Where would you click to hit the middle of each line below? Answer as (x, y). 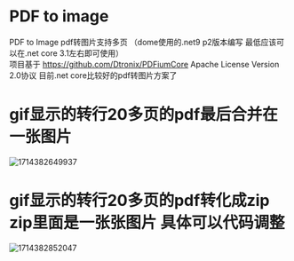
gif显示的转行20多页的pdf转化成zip (139, 201)
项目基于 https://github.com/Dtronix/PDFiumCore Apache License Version (144, 64)
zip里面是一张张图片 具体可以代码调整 (147, 223)
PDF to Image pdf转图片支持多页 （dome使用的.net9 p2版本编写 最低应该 (143, 42)
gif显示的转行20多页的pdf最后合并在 (143, 115)
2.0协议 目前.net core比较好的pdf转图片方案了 (93, 75)
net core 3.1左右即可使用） (75, 53)
